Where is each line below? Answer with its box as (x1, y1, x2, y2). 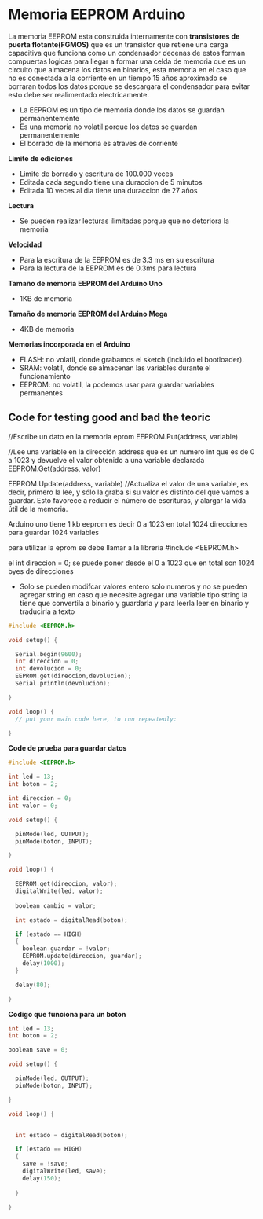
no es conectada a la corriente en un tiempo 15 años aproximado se (8, 73, 228, 83)
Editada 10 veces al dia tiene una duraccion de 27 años (19, 185, 198, 195)
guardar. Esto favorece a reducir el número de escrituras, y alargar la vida (8, 495, 247, 505)
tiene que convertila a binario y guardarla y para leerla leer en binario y (19, 598, 250, 608)
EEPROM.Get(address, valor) (8, 464, 101, 473)
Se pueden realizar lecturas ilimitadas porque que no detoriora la (19, 216, 230, 226)
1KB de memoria (19, 293, 73, 303)
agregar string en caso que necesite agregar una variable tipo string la (19, 589, 248, 599)
